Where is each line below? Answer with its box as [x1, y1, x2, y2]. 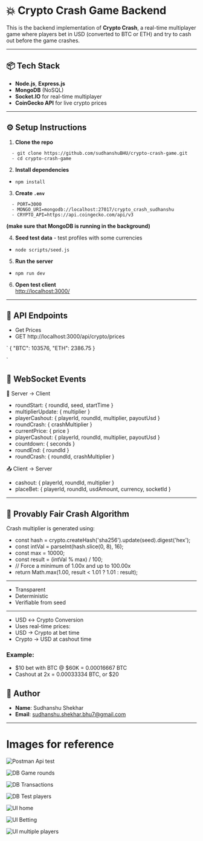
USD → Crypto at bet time [14, 629, 80, 636]
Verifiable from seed [14, 599, 66, 606]
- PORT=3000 [11, 201, 42, 207]
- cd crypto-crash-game [11, 155, 71, 161]
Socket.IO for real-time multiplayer [14, 93, 102, 100]
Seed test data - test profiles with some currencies [14, 234, 143, 241]
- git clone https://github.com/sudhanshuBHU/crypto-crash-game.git [11, 150, 188, 156]
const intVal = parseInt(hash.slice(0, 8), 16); [14, 543, 124, 550]
